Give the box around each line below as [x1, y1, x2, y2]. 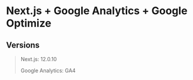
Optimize [6, 16, 52, 30]
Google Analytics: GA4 [20, 67, 76, 74]
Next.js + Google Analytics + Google [6, 4, 188, 18]
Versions [6, 40, 40, 50]
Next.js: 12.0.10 [20, 56, 57, 62]
